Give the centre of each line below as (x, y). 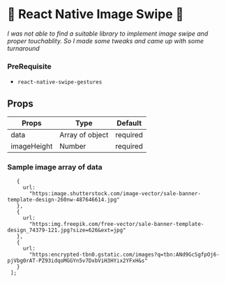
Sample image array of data (55, 167)
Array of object (84, 135)
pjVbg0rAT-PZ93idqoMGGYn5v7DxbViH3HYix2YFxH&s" (78, 261)
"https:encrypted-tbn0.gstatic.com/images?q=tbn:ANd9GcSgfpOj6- (124, 255)
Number (73, 146)
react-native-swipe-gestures (60, 82)
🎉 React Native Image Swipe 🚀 (96, 14)
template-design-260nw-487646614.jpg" (63, 200)
